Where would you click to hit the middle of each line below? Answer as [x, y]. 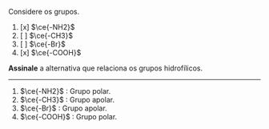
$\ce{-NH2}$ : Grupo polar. [65, 91]
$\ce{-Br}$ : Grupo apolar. [64, 108]
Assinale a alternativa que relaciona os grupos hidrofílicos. [105, 68]
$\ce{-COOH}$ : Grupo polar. [68, 117]
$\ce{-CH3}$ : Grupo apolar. [67, 100]
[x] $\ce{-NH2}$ [47, 27]
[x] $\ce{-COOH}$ [50, 52]
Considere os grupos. [44, 12]
